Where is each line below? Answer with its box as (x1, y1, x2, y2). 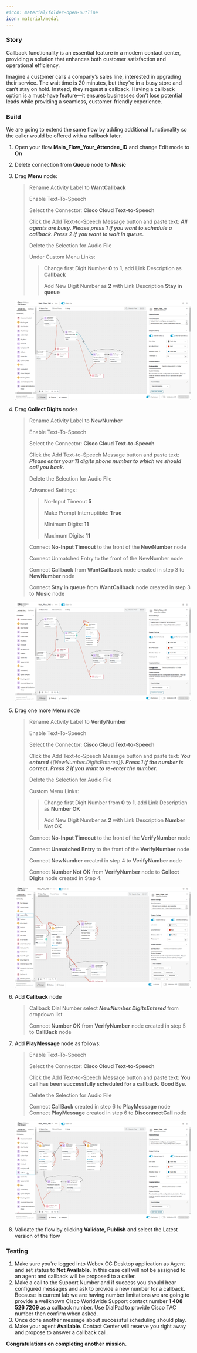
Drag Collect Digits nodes (14, 405, 78, 412)
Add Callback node (14, 993, 62, 1000)
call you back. (29, 464, 65, 471)
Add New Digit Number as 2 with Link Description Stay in (43, 283, 182, 290)
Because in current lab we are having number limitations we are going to (14, 1291, 190, 1298)
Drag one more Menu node (14, 707, 80, 714)
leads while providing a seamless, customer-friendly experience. (6, 98, 162, 105)
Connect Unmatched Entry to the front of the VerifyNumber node (29, 846, 189, 853)
